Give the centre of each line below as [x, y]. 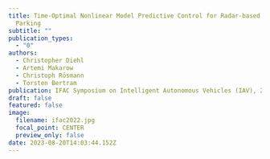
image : [19, 113]
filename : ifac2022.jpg [55, 120]
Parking [29, 23]
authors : [23, 53]
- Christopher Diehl [50, 61]
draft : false [30, 98]
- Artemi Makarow [45, 68]
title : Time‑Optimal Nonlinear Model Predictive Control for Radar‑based [135, 16]
